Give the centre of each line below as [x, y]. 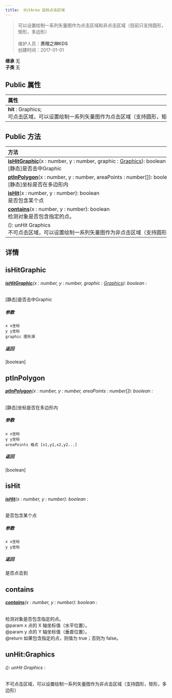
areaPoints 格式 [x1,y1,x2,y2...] [41, 445]
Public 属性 [23, 85]
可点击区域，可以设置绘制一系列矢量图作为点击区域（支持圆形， [85, 117]
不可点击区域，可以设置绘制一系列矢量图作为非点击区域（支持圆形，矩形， [84, 684]
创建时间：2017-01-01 [41, 50]
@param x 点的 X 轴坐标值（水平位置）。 [48, 625]
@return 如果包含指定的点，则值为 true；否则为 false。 [63, 638]
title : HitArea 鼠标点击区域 [35, 10]
